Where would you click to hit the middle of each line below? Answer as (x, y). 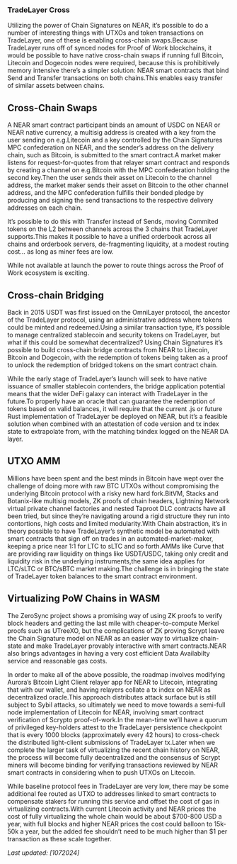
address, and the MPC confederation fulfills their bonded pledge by (105, 193)
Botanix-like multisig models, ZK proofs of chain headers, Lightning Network (118, 500)
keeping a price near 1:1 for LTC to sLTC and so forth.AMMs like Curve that (116, 546)
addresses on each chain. (45, 208)
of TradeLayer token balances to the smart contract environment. (102, 576)
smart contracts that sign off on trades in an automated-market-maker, (110, 538)
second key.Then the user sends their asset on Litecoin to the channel (110, 178)
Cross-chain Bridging (56, 295)
